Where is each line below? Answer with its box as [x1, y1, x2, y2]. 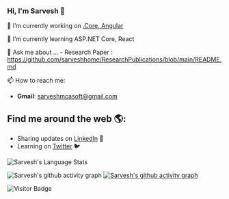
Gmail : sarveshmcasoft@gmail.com [16, 92, 118, 101]
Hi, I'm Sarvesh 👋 [7, 6, 65, 16]
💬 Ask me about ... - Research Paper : [7, 48, 113, 57]
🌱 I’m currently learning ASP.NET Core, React [7, 35, 135, 43]
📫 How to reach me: [7, 77, 66, 85]
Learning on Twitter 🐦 [16, 142, 81, 150]
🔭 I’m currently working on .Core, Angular [7, 22, 124, 30]
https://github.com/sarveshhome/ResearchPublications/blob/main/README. [7, 55, 222, 64]
